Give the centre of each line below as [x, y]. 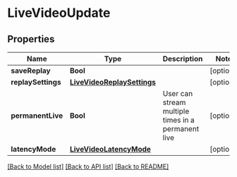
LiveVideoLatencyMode [110, 149]
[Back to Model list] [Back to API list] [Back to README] [88, 166]
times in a [179, 120]
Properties [31, 39]
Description [183, 59]
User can [178, 93]
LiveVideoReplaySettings [113, 82]
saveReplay [31, 71]
